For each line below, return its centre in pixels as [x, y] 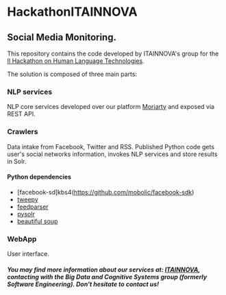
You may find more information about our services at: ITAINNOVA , [104, 269]
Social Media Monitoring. [62, 37]
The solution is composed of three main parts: [72, 74]
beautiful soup [37, 221]
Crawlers [23, 132]
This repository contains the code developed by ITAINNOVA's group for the [113, 53]
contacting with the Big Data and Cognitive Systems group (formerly [107, 277]
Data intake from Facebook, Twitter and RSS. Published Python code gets [111, 146]
